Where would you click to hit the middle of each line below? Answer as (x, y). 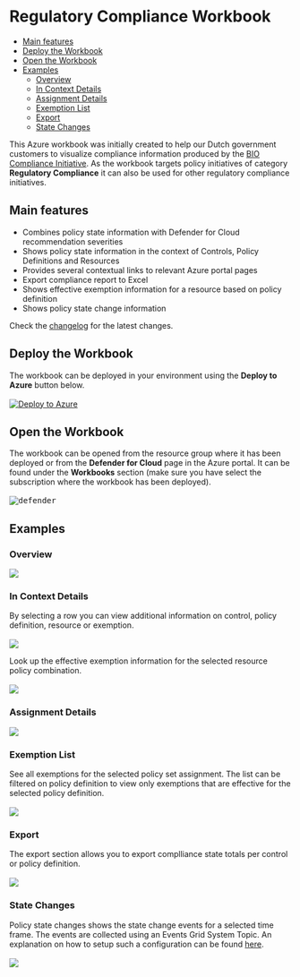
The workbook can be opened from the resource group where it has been (145, 453)
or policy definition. (45, 864)
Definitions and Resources (71, 261)
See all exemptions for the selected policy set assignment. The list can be (145, 774)
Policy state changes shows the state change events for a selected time (142, 925)
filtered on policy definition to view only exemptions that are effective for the (150, 783)
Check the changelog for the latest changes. (91, 325)
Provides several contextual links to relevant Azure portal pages (140, 270)
